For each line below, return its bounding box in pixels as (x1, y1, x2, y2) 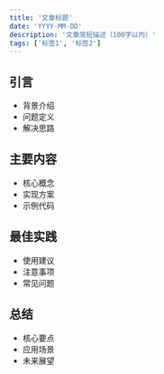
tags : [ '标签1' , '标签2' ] (9, 38, 102, 48)
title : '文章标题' (9, 13, 74, 23)
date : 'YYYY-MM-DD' (9, 22, 83, 31)
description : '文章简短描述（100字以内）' (9, 30, 156, 39)
